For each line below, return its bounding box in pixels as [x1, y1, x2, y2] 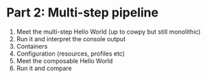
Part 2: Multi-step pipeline [6, 5, 159, 21]
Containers [16, 42, 48, 50]
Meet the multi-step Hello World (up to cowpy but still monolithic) [16, 27, 201, 36]
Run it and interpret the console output [16, 34, 126, 43]
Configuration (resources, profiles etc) [16, 49, 125, 58]
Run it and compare [16, 64, 73, 72]
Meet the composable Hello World [16, 56, 113, 65]
